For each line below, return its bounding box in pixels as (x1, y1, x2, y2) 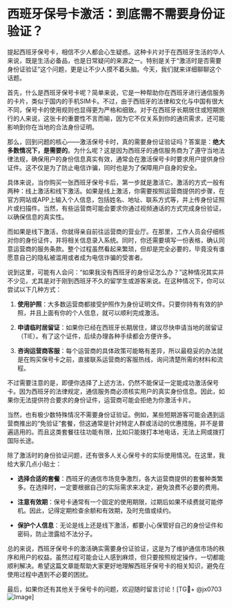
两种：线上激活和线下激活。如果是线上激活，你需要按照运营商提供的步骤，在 (7, 187, 225, 195)
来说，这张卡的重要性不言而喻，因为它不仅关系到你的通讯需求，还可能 (25, 114, 225, 122)
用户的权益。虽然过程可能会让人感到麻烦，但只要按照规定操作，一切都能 (19, 553, 225, 561)
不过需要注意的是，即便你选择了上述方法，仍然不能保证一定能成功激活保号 (7, 378, 219, 387)
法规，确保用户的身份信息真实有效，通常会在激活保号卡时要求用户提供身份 (12, 155, 225, 163)
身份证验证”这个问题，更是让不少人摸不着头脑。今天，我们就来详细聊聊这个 (7, 65, 222, 73)
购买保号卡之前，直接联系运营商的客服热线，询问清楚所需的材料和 (29, 355, 217, 363)
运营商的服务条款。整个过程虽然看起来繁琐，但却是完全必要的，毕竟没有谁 (12, 245, 225, 253)
